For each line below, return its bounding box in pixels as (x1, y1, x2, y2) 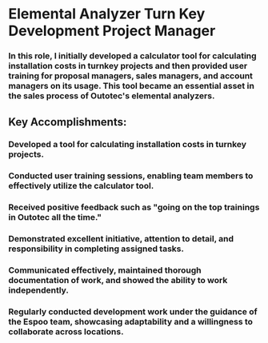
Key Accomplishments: (8, 115, 127, 129)
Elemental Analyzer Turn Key (8, 5, 206, 23)
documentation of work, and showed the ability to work (8, 275, 228, 286)
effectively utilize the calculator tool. (8, 181, 154, 192)
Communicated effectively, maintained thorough (8, 265, 202, 276)
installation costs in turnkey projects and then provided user (8, 61, 248, 72)
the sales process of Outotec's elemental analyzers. (8, 90, 215, 102)
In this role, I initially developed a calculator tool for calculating (8, 50, 258, 62)
